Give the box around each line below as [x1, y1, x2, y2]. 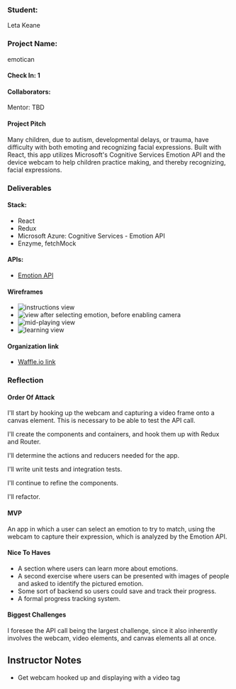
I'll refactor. [7, 492, 40, 501]
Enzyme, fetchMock [17, 239, 77, 248]
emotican [7, 55, 35, 63]
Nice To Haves [7, 549, 51, 557]
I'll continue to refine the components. [7, 479, 119, 487]
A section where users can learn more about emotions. [17, 564, 179, 573]
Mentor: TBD [7, 103, 45, 111]
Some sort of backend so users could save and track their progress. [17, 587, 217, 595]
